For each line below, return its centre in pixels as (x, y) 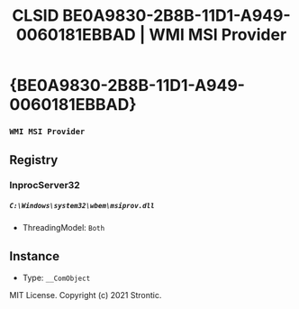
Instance (35, 256)
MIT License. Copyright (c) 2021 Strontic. (86, 295)
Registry (34, 160)
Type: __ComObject (56, 278)
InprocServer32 (45, 186)
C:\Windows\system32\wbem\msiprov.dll (82, 206)
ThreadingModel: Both (63, 228)
